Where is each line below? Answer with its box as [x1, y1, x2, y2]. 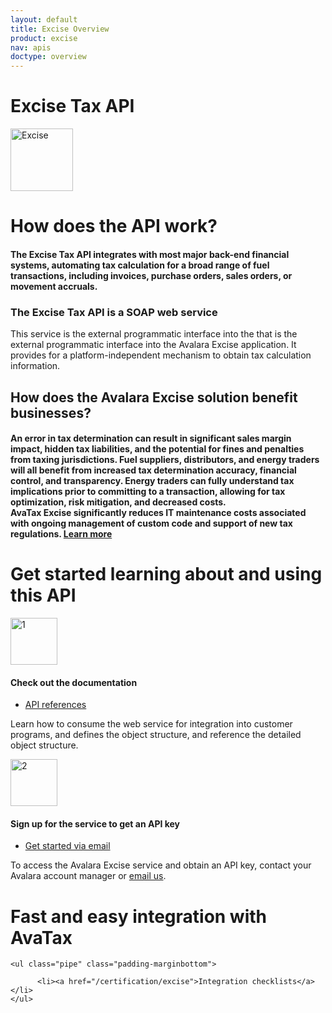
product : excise [10, 33, 78, 43]
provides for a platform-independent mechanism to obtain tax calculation [10, 349, 312, 361]
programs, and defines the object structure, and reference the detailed [10, 729, 302, 741]
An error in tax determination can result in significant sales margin [10, 432, 292, 445]
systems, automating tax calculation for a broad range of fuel [10, 259, 270, 271]
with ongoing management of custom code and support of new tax [10, 517, 293, 530]
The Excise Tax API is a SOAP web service [10, 305, 218, 319]
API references [24, 699, 87, 711]
